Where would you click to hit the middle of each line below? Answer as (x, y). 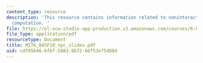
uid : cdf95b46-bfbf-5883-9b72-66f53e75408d (62, 51)
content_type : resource (36, 12)
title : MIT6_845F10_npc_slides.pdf (51, 46)
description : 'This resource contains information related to (86, 17)
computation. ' (31, 23)
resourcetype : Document (36, 40)
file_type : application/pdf (42, 34)
